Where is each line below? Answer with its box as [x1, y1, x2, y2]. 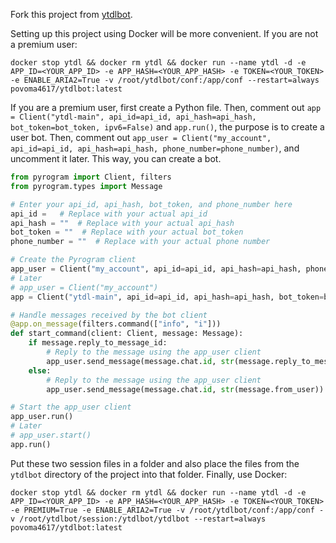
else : [28, 365, 52, 376]
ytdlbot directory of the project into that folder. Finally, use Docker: [10, 468, 288, 480]
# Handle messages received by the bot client [10, 310, 208, 320]
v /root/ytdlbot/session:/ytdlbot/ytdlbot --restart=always [10, 514, 267, 524]
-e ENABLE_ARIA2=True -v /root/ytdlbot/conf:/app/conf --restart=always [10, 75, 320, 85]
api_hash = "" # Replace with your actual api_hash [10, 218, 235, 228]
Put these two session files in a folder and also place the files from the [10, 457, 300, 469]
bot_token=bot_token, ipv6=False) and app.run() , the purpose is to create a [10, 121, 325, 133]
